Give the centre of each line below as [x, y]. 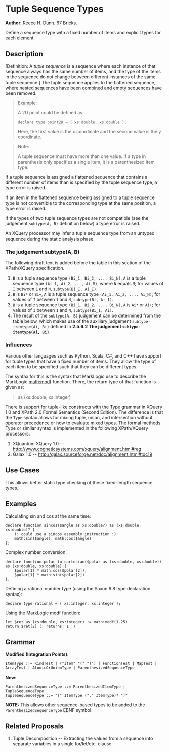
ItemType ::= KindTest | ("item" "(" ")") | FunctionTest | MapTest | [81, 663]
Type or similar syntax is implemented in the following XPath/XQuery [77, 428]
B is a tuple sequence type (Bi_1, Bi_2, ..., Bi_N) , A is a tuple [79, 278]
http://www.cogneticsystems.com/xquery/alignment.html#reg [77, 449]
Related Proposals [35, 726]
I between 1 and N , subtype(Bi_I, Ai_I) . [55, 289]
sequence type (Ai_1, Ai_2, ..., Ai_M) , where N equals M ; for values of [88, 284]
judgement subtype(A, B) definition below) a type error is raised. [73, 223]
